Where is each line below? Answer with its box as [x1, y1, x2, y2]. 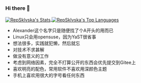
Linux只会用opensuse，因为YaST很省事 [12, 33, 97, 40]
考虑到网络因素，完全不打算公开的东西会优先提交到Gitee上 [12, 59, 136, 66]
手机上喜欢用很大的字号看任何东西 [12, 72, 85, 78]
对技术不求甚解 [12, 46, 44, 53]
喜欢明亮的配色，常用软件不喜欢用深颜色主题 [12, 66, 107, 72]
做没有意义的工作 [12, 53, 49, 59]
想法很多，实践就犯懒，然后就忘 [12, 40, 80, 46]
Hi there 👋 [5, 5, 31, 12]
